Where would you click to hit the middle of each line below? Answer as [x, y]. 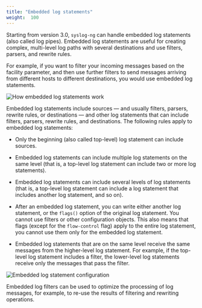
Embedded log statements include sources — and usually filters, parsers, [97, 108]
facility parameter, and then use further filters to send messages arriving [96, 72]
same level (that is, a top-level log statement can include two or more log [106, 164]
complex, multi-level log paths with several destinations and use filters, [94, 47]
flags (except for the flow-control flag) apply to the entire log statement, [105, 226]
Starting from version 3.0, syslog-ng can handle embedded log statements [99, 34]
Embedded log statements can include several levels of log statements [103, 182]
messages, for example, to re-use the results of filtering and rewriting [93, 293]
